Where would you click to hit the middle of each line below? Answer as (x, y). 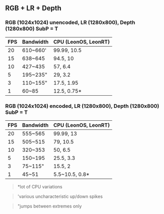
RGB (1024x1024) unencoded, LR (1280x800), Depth (70, 23)
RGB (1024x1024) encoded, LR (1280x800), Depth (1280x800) (82, 106)
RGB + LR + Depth (33, 8)
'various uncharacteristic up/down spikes (60, 196)
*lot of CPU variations (40, 186)
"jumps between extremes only (49, 206)
